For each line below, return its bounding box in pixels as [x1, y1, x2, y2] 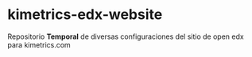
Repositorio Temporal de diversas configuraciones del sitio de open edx [7, 32, 244, 41]
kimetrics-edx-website [7, 6, 163, 24]
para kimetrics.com [7, 40, 71, 49]
